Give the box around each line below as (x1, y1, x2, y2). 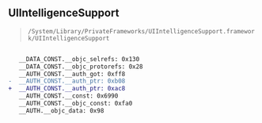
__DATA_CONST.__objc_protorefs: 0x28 (18, 63, 144, 71)
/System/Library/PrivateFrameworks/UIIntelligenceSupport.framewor (27, 27, 255, 35)
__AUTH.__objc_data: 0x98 (18, 106, 104, 114)
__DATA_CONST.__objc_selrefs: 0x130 (18, 55, 140, 63)
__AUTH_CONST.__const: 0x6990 (18, 92, 119, 100)
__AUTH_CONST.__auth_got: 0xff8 (18, 70, 126, 78)
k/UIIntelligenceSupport (27, 34, 110, 42)
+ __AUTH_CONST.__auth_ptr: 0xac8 (8, 85, 126, 93)
